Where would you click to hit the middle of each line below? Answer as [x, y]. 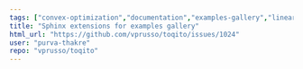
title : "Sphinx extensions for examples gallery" [105, 26]
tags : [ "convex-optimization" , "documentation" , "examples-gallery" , [139, 17]
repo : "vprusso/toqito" [54, 51]
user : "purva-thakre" [50, 43]
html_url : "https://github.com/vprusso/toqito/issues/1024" [125, 34]
